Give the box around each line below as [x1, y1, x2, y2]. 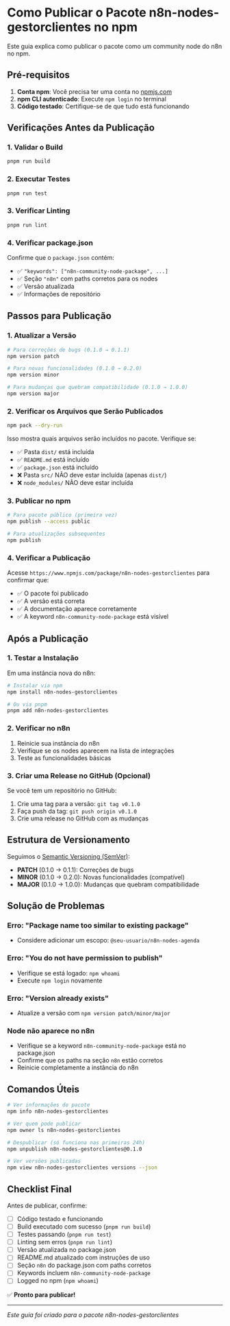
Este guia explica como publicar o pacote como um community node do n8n [7, 42, 222, 50]
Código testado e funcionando [16, 1214, 103, 1222]
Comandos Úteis [7, 1083, 80, 1095]
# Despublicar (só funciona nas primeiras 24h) [7, 1139, 146, 1146]
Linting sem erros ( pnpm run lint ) [16, 1238, 113, 1246]
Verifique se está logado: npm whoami [16, 969, 120, 977]
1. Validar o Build [7, 143, 63, 152]
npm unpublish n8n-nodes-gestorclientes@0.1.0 [7, 1146, 142, 1152]
